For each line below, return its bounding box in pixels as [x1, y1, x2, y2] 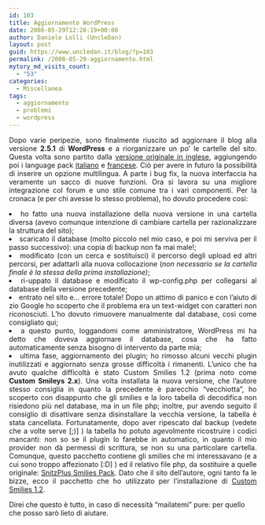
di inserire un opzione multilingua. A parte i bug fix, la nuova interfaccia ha [9, 168, 257, 178]
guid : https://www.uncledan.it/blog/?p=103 [9, 48, 154, 56]
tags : [9, 92, 27, 100]
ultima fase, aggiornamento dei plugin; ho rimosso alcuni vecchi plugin [19, 351, 257, 360]
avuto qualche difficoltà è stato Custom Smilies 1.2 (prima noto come [9, 367, 257, 377]
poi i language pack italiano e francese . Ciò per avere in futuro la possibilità [9, 160, 258, 170]
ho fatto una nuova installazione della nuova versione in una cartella [20, 209, 258, 218]
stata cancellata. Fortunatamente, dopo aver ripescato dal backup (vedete [9, 417, 257, 427]
